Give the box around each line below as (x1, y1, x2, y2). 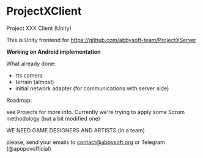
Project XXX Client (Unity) (6, 24, 72, 32)
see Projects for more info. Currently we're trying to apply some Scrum (6, 108, 185, 115)
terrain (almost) (15, 78, 54, 85)
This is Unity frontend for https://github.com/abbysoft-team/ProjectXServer (6, 36, 197, 43)
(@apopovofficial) (6, 145, 52, 152)
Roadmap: (6, 96, 32, 104)
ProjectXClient (6, 4, 82, 18)
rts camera (15, 71, 43, 79)
